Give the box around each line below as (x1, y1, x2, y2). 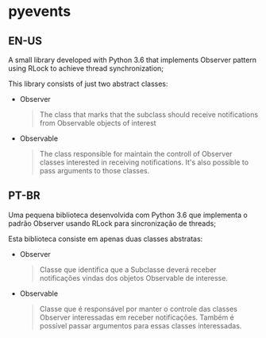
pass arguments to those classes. (39, 166, 150, 175)
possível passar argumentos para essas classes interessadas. (39, 321, 242, 330)
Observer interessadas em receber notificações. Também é (39, 313, 234, 322)
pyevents (8, 2, 71, 21)
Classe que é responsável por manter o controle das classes (39, 304, 238, 313)
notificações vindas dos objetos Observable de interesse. (39, 273, 229, 282)
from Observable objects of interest (39, 118, 156, 127)
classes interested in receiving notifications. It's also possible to (39, 157, 249, 167)
